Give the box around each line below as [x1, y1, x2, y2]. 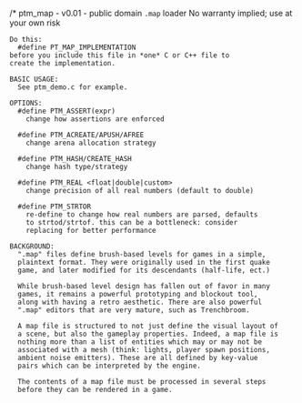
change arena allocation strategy [25, 138, 156, 147]
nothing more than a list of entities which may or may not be [17, 338, 262, 347]
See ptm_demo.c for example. [17, 83, 128, 92]
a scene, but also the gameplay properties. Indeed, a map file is [17, 329, 279, 338]
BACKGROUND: [9, 242, 55, 251]
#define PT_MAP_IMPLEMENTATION [17, 43, 136, 52]
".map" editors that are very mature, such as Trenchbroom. [17, 306, 250, 315]
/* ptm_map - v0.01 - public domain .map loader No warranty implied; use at [9, 8, 293, 18]
